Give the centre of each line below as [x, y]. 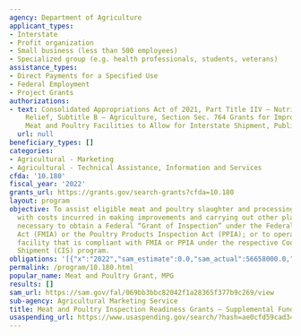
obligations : [34, 259]
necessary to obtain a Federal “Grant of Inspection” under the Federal [156, 226]
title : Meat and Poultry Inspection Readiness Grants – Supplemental [142, 309]
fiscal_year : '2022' [48, 185]
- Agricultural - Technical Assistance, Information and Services [136, 168]
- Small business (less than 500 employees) [94, 51]
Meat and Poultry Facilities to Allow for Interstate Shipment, [148, 126]
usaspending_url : [42, 318]
